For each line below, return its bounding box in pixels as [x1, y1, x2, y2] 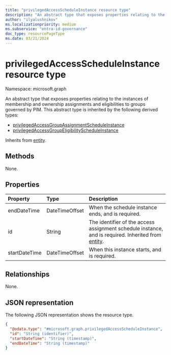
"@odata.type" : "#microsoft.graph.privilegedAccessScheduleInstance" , [10, 326, 163, 332]
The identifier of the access [89, 219, 155, 226]
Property [8, 195, 30, 202]
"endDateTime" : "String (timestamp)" [10, 341, 90, 346]
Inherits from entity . [5, 137, 47, 143]
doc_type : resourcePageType [5, 31, 65, 36]
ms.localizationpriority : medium [5, 21, 76, 27]
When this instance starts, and [89, 246, 162, 253]
